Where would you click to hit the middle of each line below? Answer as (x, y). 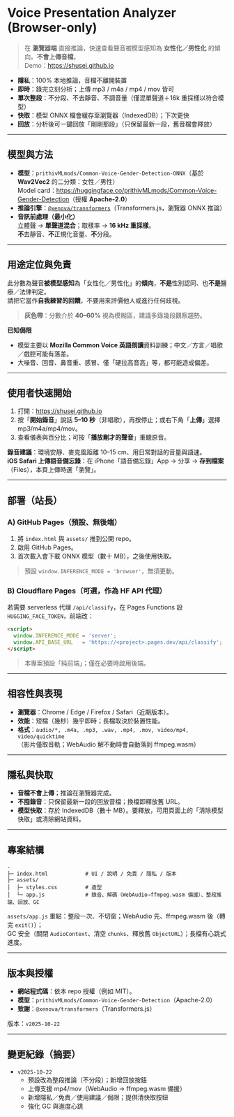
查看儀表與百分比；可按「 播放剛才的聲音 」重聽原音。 (94, 438)
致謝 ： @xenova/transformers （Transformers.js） (86, 1009)
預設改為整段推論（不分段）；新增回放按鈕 (87, 1080)
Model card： (37, 190)
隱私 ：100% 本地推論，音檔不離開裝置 (72, 80)
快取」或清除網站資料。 (51, 819)
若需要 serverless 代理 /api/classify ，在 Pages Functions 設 (95, 607)
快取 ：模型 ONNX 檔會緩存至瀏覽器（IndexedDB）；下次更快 (103, 115)
